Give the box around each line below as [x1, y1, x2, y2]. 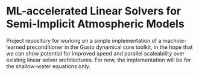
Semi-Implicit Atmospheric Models [6, 17, 185, 31]
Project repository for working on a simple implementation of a [6, 37, 162, 44]
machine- [162, 37, 187, 44]
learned [6, 43, 26, 51]
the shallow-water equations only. [6, 62, 90, 70]
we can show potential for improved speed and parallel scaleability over [6, 49, 185, 57]
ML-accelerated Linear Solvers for [6, 4, 182, 18]
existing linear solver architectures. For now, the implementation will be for [6, 56, 191, 63]
